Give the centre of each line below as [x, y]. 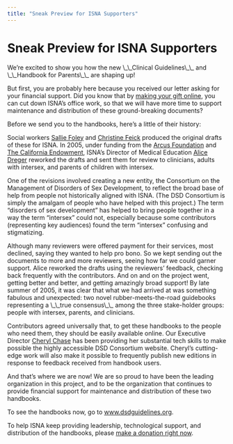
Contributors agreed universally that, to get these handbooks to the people [114, 326]
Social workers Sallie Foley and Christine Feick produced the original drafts [115, 137]
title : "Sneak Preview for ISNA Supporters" [73, 14]
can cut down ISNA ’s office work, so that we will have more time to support [114, 103]
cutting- [207, 348]
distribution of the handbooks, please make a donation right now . [100, 433]
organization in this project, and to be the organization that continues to [110, 383]
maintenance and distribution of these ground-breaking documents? [105, 110]
